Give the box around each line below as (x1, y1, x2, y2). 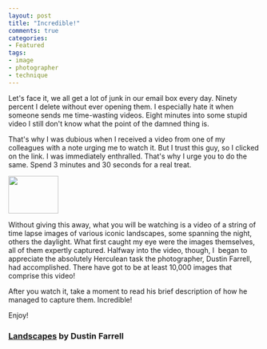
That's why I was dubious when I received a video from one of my (8, 134, 225, 144)
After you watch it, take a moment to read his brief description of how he (8, 286, 248, 296)
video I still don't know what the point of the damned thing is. (8, 118, 209, 128)
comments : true (8, 26, 59, 34)
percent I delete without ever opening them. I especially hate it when (8, 102, 234, 111)
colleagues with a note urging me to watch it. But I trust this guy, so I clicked (8, 142, 260, 152)
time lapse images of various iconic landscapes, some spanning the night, (8, 228, 253, 238)
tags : (8, 49, 26, 57)
